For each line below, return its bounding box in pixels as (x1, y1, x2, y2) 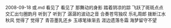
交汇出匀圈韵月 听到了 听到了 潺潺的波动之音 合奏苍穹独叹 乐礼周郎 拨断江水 (5, 11, 166, 17)
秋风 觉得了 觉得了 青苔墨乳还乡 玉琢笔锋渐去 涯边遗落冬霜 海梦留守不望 (5, 17, 157, 23)
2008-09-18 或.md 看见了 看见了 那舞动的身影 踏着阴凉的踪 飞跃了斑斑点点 (5, 5, 164, 10)
